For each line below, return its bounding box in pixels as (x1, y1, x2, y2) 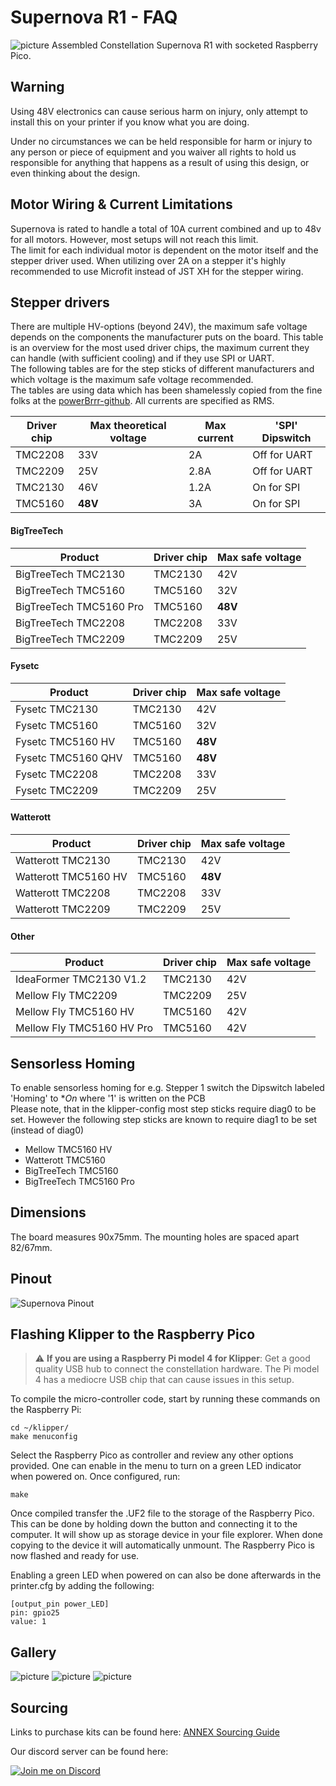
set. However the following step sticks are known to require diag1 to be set (10, 1114, 318, 1125)
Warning (10, 79, 65, 96)
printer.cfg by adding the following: (10, 1580, 155, 1592)
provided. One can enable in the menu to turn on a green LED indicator (10, 1460, 302, 1472)
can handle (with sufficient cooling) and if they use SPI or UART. (10, 352, 275, 365)
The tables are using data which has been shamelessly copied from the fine (10, 384, 323, 396)
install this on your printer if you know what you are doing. (10, 116, 250, 128)
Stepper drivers (10, 294, 110, 311)
